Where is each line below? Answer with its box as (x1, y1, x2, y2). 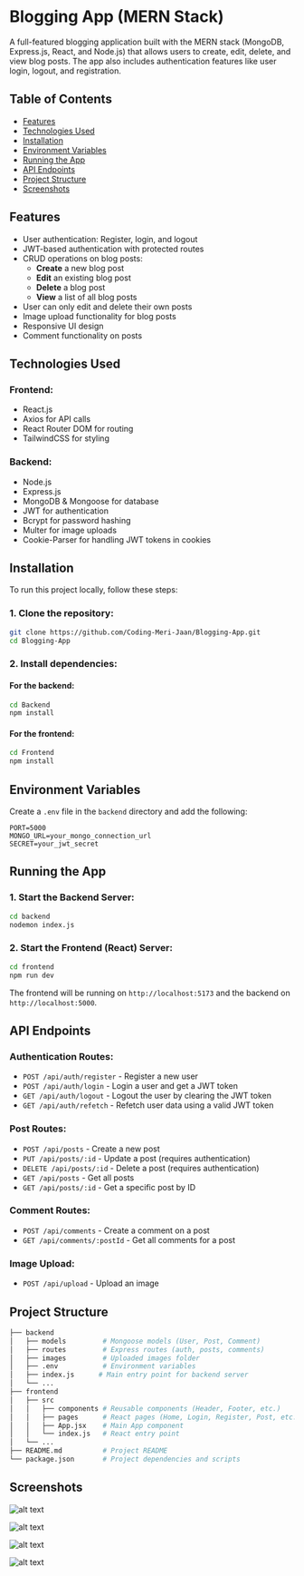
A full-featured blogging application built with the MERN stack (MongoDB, (9, 36, 285, 47)
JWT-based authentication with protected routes (22, 243, 204, 254)
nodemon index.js (9, 920, 75, 929)
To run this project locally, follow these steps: (9, 584, 178, 595)
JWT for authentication (22, 505, 109, 516)
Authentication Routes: (9, 1050, 114, 1062)
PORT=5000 (9, 824, 47, 833)
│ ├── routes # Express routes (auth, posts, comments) (9, 1345, 265, 1354)
